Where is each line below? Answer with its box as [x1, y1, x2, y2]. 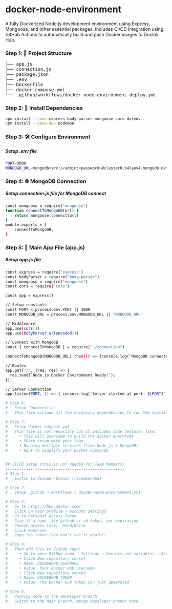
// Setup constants [5, 302, 47, 308]
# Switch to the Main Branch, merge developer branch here [5, 598, 139, 604]
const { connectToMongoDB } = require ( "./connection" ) [5, 345, 125, 350]
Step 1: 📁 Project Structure [5, 50, 72, 57]
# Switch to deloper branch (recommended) [5, 476, 102, 481]
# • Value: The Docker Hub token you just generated [5, 580, 130, 585]
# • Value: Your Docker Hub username [5, 565, 95, 571]
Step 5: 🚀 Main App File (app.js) [5, 244, 85, 251]
